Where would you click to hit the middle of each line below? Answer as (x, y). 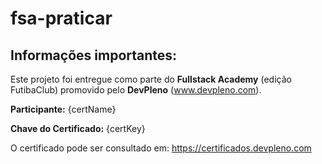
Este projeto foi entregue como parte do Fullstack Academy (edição (151, 79)
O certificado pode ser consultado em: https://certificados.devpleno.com (161, 148)
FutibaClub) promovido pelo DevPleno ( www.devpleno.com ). (136, 90)
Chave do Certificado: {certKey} (78, 128)
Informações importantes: (94, 55)
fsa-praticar (61, 18)
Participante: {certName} (63, 109)
